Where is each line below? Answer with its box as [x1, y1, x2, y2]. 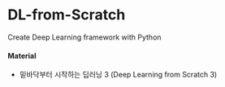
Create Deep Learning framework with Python [7, 32, 162, 42]
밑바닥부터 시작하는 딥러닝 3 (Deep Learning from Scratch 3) [19, 70, 218, 80]
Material [7, 51, 37, 60]
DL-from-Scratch [7, 6, 126, 24]
